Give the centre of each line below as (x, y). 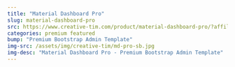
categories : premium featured (51, 33)
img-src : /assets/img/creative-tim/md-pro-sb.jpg (81, 46)
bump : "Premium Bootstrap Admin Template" (70, 40)
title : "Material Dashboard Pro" (56, 14)
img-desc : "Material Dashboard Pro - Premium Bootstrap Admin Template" (115, 53)
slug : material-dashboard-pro (51, 20)
